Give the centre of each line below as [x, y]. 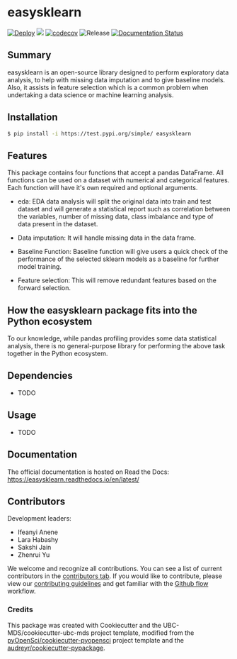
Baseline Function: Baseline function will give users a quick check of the [123, 252]
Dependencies [40, 376]
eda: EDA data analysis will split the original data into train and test [114, 201]
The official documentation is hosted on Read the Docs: [88, 472]
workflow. [22, 591]
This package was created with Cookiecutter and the [85, 625]
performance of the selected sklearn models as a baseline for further [118, 259]
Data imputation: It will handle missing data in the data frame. [107, 238]
